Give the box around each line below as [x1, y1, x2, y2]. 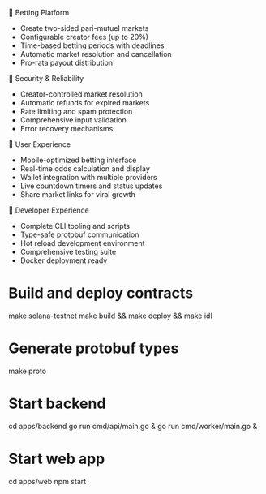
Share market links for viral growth [19, 190, 135, 199]
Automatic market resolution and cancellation [19, 49, 172, 58]
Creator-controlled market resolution [19, 89, 144, 99]
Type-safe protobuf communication [19, 230, 139, 239]
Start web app [8, 450, 105, 468]
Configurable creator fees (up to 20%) [19, 32, 148, 41]
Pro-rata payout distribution [19, 58, 114, 67]
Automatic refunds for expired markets [19, 98, 150, 107]
